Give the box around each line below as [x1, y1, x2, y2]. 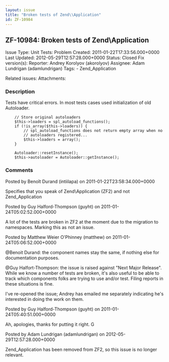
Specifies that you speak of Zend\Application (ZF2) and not [5, 188, 130, 194]
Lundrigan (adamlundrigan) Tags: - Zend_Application [5, 66, 116, 72]
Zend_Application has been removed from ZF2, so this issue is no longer [5, 346, 157, 352]
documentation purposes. [5, 255, 60, 261]
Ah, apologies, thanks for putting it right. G [5, 321, 95, 327]
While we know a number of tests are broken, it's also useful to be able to [5, 270, 159, 276]
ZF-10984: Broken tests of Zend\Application [5, 36, 149, 44]
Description [5, 88, 35, 95]
